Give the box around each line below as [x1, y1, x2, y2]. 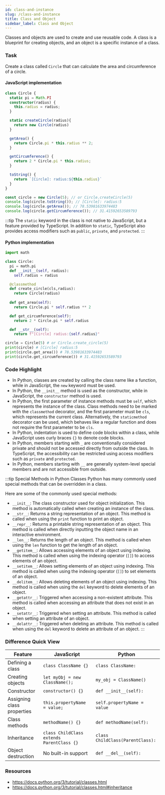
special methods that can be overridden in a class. [5, 481, 107, 487]
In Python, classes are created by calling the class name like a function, [12, 377, 157, 383]
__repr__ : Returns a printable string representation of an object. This [12, 521, 151, 527]
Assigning [7, 696, 31, 703]
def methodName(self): [95, 720, 149, 725]
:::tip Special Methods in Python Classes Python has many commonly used [5, 476, 156, 482]
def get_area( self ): [9, 300, 52, 305]
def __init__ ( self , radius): [9, 268, 69, 273]
